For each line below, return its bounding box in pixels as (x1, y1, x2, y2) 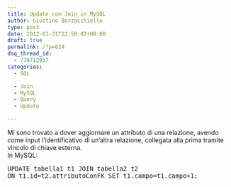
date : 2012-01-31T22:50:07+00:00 (7, 30, 106, 38)
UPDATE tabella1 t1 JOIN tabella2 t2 (7, 165, 139, 173)
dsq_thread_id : (7, 50, 52, 58)
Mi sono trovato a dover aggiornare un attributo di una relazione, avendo (7, 129, 219, 137)
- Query (13, 96, 37, 103)
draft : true (7, 37, 43, 44)
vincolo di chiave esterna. (7, 144, 83, 151)
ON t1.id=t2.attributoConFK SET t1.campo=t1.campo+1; (7, 172, 198, 180)
